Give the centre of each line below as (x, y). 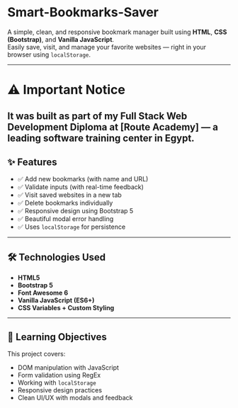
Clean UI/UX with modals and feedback (75, 397)
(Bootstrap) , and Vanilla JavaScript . (61, 39)
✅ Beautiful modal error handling (66, 219)
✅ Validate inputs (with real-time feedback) (80, 187)
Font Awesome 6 (43, 293)
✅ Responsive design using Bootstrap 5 (75, 211)
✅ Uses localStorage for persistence (72, 227)
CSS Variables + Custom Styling (66, 308)
